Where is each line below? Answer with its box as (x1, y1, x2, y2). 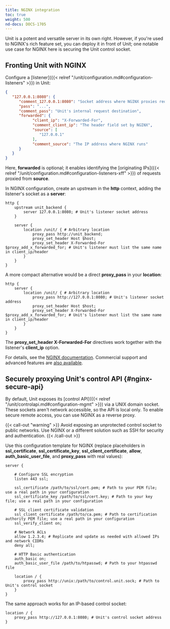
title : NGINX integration (5, 7, 60, 13)
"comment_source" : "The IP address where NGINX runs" (32, 142, 148, 147)
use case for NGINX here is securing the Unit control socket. (5, 46, 132, 52)
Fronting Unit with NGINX (5, 61, 87, 69)
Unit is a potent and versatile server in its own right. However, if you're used (5, 36, 163, 42)
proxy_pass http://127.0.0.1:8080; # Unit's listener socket (32, 295, 164, 300)
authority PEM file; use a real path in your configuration (5, 516, 135, 521)
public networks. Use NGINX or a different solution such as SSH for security (5, 427, 164, 433)
